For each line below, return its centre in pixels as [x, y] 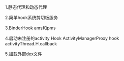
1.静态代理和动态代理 [26, 7]
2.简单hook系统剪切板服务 [31, 18]
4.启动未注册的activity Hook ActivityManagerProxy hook [62, 38]
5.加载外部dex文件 [24, 54]
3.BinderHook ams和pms [30, 28]
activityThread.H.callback [31, 44]
